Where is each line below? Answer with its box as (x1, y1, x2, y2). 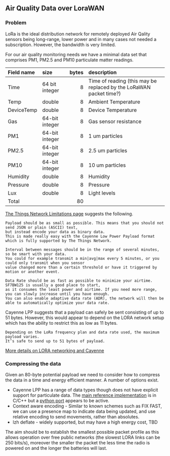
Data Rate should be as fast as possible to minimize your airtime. (5, 278, 153, 283)
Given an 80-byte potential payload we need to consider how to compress (5, 371, 160, 377)
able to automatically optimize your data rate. (5, 300, 110, 306)
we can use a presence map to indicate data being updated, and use (12, 408, 156, 414)
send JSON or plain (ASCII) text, (5, 225, 78, 230)
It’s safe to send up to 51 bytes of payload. (5, 338, 105, 344)
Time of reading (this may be (88, 77, 157, 84)
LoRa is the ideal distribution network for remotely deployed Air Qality (5, 30, 150, 37)
